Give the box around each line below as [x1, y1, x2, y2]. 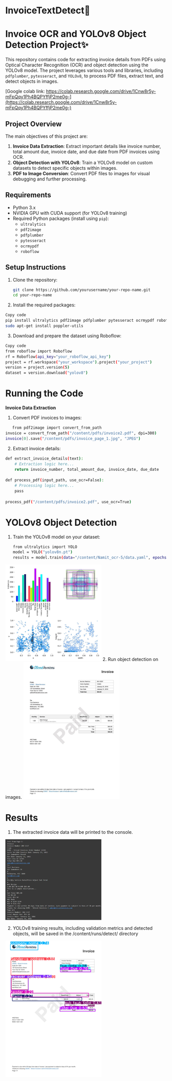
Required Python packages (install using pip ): [12, 215, 109, 222]
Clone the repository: [12, 277, 58, 283]
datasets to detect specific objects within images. [12, 164, 118, 171]
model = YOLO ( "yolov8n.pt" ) [12, 549, 73, 555]
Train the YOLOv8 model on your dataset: [12, 534, 101, 540]
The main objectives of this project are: [5, 133, 88, 139]
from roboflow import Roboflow [5, 349, 72, 354]
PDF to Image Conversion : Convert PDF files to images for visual [12, 170, 150, 176]
